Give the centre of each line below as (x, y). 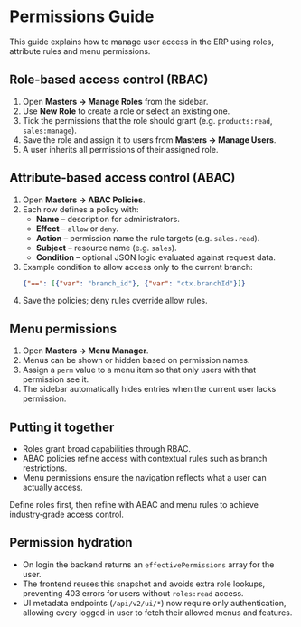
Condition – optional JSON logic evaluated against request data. (155, 257)
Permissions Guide (82, 17)
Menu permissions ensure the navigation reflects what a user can (144, 478)
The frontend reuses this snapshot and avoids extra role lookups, (144, 584)
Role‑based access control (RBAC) (109, 80)
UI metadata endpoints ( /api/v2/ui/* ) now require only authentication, (154, 603)
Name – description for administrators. (108, 219)
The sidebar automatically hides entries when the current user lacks (149, 389)
